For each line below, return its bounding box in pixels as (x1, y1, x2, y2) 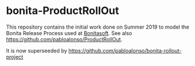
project (6, 53, 23, 60)
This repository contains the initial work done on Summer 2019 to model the (6, 23, 190, 30)
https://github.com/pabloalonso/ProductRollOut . (6, 36, 123, 43)
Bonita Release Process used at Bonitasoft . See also (6, 29, 132, 36)
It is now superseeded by (6, 47, 68, 54)
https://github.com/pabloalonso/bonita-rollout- (68, 47, 182, 54)
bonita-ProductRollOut (6, 4, 119, 18)
